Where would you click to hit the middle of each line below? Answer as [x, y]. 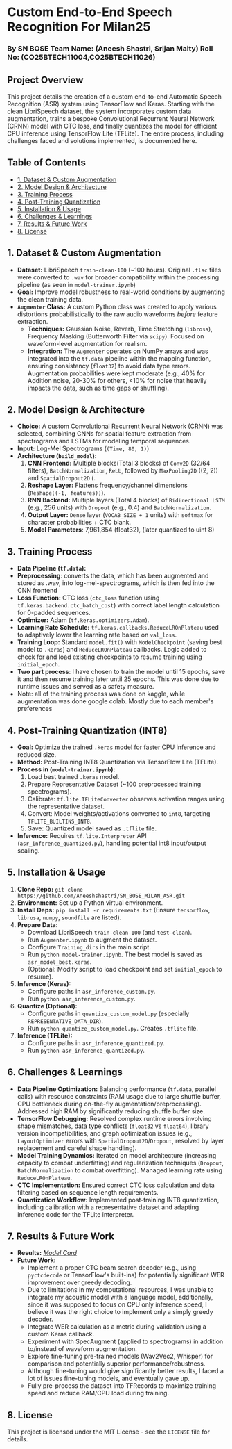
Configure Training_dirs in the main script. [89, 947]
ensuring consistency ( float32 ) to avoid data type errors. [109, 366]
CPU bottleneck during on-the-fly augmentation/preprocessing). [109, 1104]
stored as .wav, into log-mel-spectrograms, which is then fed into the [116, 583]
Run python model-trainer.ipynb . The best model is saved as [115, 954]
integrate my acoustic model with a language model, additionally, [120, 1297]
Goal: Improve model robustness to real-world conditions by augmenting [121, 292]
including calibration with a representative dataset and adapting [108, 1207]
